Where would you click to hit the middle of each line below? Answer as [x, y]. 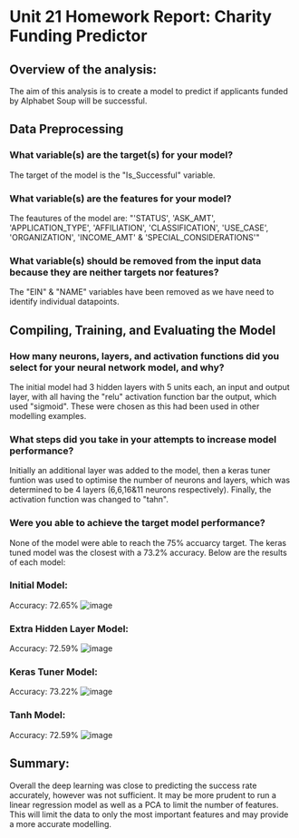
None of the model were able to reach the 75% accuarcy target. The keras [148, 542]
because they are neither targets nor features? [114, 272]
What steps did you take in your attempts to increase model [143, 439]
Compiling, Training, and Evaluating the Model [143, 330]
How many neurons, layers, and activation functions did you [145, 356]
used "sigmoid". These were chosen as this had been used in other [135, 406]
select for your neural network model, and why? [117, 367]
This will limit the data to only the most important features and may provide [149, 814]
